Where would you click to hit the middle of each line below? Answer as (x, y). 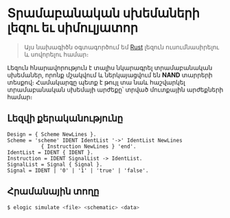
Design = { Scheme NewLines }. (52, 134)
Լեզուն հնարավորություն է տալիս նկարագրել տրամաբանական (110, 67)
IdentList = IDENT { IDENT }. (50, 152)
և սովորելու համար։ (56, 54)
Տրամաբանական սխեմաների (104, 13)
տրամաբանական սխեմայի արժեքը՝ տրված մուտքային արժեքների (115, 89)
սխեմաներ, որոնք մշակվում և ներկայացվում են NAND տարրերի (110, 75)
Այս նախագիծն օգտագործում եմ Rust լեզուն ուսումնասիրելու (122, 47)
